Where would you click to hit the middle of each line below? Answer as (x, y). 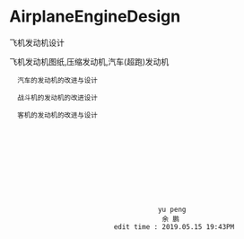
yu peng (172, 209)
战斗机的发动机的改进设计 (58, 97)
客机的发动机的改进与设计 (58, 115)
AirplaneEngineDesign (95, 17)
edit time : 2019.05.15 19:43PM (174, 226)
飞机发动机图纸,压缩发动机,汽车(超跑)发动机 (89, 61)
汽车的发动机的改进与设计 (58, 80)
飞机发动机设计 (37, 42)
